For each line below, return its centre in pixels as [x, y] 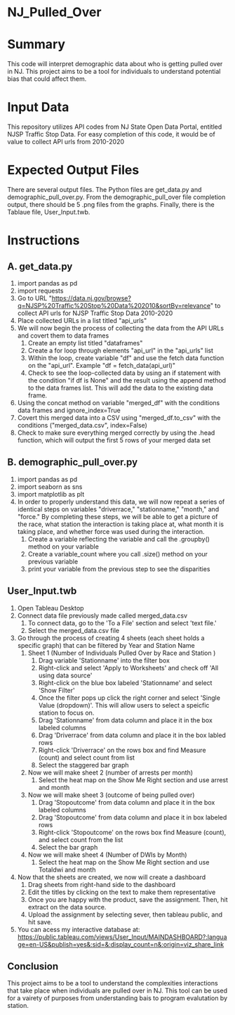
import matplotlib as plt [51, 494]
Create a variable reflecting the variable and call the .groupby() [119, 539]
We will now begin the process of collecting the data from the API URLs [121, 328]
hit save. [40, 921]
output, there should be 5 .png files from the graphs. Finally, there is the [111, 204]
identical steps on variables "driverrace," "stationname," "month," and [118, 509]
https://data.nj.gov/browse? [92, 298]
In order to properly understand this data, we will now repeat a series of [121, 502]
